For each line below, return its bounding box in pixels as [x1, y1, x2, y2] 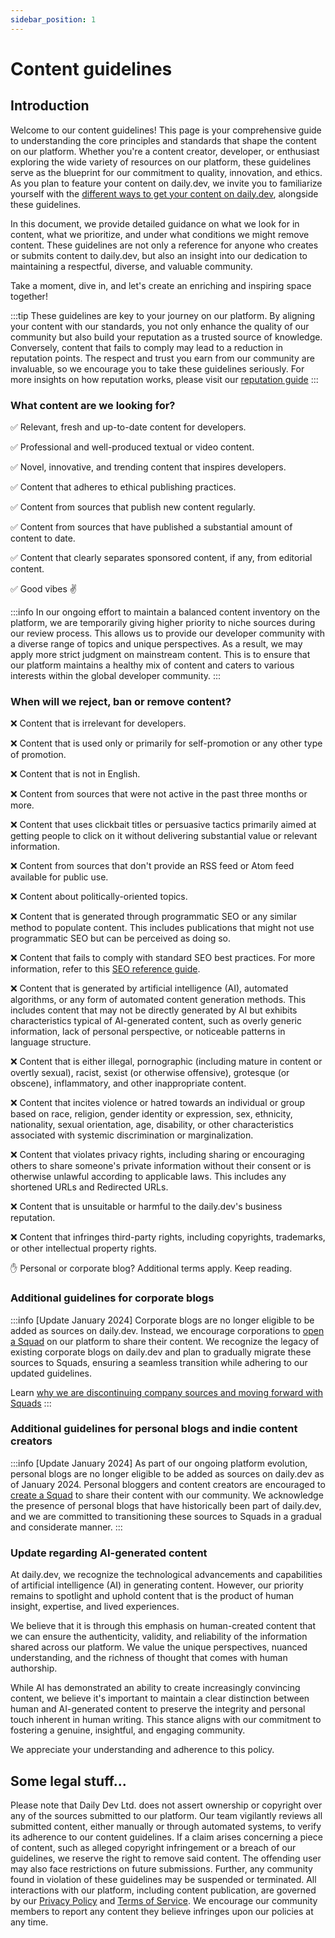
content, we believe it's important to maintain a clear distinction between [10, 1692, 310, 1705]
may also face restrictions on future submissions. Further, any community [10, 1862, 313, 1875]
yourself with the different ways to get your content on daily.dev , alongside [10, 187, 319, 200]
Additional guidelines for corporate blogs [10, 1291, 215, 1305]
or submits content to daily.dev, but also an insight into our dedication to [10, 249, 308, 261]
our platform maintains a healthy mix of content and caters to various [10, 659, 295, 671]
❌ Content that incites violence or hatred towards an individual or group [10, 1097, 306, 1109]
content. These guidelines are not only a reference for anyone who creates [10, 239, 319, 251]
